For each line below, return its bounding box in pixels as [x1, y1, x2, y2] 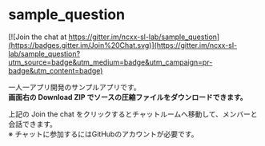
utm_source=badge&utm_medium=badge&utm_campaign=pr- [8, 57, 213, 67]
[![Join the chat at [8, 32, 67, 41]
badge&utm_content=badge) [8, 65, 103, 75]
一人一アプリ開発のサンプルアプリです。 [8, 82, 142, 92]
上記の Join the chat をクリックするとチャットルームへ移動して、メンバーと [8, 109, 258, 119]
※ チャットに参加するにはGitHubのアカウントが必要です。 [8, 129, 199, 139]
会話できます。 [8, 119, 58, 128]
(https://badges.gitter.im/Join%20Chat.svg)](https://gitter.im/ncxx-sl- [8, 40, 238, 49]
